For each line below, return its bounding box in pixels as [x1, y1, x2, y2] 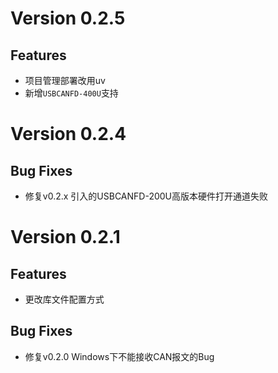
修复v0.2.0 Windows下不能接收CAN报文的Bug [24, 350, 215, 362]
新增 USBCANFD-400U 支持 [24, 87, 119, 99]
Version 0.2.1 [10, 226, 121, 249]
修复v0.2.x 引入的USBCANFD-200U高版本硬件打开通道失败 [24, 190, 269, 202]
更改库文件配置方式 [24, 293, 105, 305]
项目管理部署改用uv [24, 75, 106, 86]
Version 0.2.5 [10, 7, 126, 30]
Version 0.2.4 [10, 123, 127, 146]
